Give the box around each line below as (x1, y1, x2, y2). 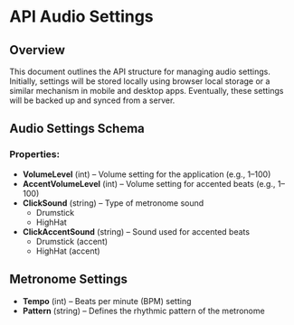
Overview (9, 42, 66, 58)
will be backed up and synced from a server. (9, 95, 175, 106)
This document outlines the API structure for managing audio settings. (9, 66, 271, 77)
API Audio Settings (9, 6, 154, 27)
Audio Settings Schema (9, 121, 145, 136)
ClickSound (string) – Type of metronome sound (22, 197, 204, 209)
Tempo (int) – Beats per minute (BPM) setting (22, 295, 192, 306)
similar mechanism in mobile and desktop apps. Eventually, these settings (9, 86, 284, 96)
